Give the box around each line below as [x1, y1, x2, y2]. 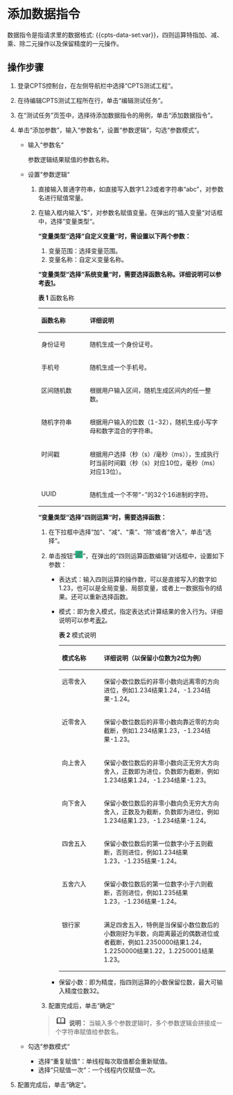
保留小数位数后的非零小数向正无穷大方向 [103, 759, 220, 767]
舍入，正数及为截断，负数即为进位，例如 [103, 807, 220, 816]
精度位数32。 [64, 987, 103, 995]
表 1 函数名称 [37, 293, 75, 302]
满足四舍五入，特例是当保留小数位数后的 [103, 920, 220, 929]
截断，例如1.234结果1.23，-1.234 [103, 727, 205, 735]
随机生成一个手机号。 [89, 363, 151, 371]
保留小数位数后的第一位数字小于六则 [103, 880, 207, 889]
